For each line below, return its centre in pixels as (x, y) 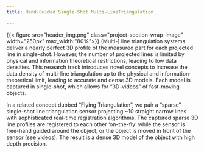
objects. (16, 93)
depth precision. (27, 143)
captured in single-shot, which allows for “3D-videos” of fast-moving (93, 87)
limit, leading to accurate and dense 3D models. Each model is (112, 80)
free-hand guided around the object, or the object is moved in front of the (99, 130)
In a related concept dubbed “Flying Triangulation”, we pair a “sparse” (94, 105)
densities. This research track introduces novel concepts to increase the (97, 67)
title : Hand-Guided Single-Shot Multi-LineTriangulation (80, 12)
